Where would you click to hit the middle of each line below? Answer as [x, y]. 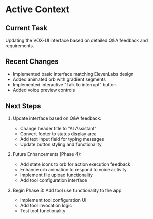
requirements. [20, 46]
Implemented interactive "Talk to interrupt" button [64, 84]
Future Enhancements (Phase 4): [47, 154]
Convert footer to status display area [59, 134]
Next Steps [23, 106]
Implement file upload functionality [56, 175]
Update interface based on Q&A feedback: [57, 118]
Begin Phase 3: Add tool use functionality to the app [67, 190]
